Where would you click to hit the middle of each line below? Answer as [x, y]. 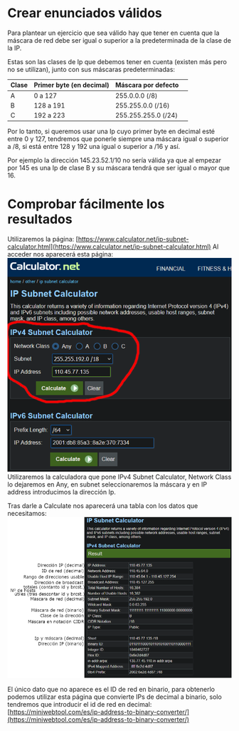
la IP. [15, 48]
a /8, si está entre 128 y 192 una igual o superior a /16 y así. [94, 146]
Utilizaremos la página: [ [43, 239]
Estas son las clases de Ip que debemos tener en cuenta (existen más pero [117, 61]
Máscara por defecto [147, 85]
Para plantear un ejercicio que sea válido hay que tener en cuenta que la [113, 33]
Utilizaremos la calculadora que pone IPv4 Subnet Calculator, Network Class [119, 477]
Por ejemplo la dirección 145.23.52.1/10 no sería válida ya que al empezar [115, 160]
